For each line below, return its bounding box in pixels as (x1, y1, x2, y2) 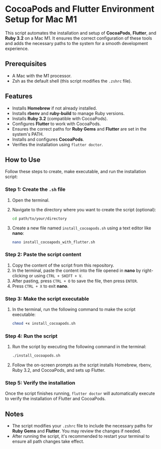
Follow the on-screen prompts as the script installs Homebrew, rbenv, (12, 362, 152, 368)
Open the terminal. (12, 197, 50, 203)
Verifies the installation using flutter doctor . (12, 141, 103, 147)
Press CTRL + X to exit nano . (12, 283, 69, 289)
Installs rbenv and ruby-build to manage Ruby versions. (12, 110, 125, 116)
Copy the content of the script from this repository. (12, 262, 114, 268)
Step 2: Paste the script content (5, 251, 82, 258)
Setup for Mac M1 (5, 14, 77, 25)
